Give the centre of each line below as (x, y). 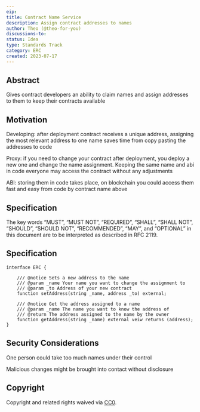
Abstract (23, 80)
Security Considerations (53, 343)
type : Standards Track (34, 45)
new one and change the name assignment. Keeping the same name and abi (100, 165)
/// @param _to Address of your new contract (75, 288)
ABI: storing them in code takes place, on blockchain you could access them (100, 183)
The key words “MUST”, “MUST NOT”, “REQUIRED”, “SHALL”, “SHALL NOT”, (100, 222)
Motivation (27, 120)
